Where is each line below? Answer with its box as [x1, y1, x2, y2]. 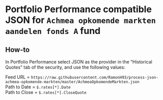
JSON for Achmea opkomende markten [5, 14, 156, 26]
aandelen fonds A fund [5, 25, 101, 37]
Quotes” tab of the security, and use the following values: [5, 64, 125, 70]
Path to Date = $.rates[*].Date [5, 84, 71, 90]
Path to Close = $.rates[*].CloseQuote [5, 89, 87, 95]
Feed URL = [5, 74, 30, 80]
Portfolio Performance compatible [5, 4, 152, 15]
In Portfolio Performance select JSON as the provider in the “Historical [5, 59, 152, 64]
